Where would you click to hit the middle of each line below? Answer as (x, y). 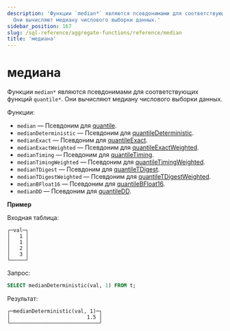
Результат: (23, 298)
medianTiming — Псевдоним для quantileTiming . (85, 155)
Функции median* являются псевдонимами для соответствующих (103, 92)
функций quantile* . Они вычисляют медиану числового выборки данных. (115, 99)
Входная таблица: (33, 218)
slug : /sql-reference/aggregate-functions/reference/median (95, 33)
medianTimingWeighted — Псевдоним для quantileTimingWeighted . (111, 162)
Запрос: (19, 273)
